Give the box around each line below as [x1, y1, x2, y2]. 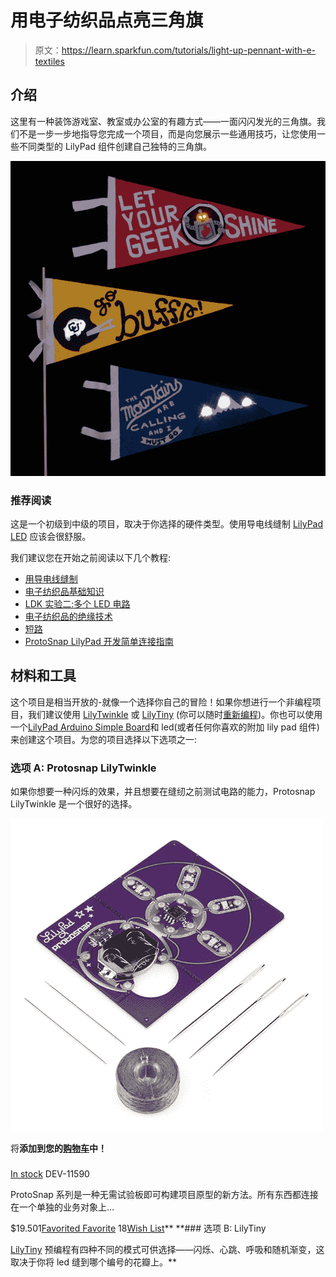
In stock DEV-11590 [10, 1168, 90, 1180]
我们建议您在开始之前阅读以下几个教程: [10, 552, 172, 564]
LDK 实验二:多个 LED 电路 [24, 598, 131, 610]
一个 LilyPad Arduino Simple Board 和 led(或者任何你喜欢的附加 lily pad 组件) [10, 721, 320, 733]
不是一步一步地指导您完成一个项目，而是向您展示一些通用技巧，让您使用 [18, 127, 317, 140]
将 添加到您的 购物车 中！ [10, 1142, 107, 1155]
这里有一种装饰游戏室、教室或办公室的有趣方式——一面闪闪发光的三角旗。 [10, 115, 317, 127]
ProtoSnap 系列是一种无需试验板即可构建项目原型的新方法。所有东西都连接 [10, 1189, 319, 1201]
